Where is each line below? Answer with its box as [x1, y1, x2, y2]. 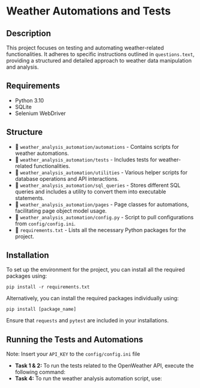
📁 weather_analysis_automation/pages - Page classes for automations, [14, 201, 189, 208]
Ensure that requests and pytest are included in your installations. [6, 317, 169, 324]
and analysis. [6, 63, 39, 70]
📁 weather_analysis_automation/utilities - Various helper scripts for [14, 169, 188, 176]
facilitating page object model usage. [14, 207, 107, 214]
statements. [14, 194, 44, 201]
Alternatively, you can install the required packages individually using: [6, 295, 179, 302]
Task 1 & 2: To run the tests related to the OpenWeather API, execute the [14, 362, 194, 369]
